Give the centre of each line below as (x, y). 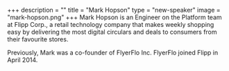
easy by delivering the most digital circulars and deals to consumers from (112, 32)
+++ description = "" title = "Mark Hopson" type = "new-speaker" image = (114, 10)
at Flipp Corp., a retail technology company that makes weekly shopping (111, 24)
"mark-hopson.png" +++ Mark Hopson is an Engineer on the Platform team (114, 17)
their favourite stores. (38, 39)
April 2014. (23, 60)
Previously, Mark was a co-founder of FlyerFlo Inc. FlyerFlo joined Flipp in (113, 52)
